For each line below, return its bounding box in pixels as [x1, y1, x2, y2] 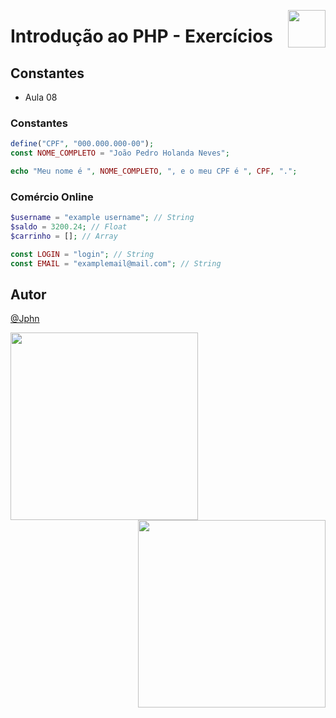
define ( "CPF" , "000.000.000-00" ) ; [10, 139, 155, 149]
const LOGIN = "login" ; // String [10, 249, 155, 259]
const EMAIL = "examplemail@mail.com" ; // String [10, 258, 222, 269]
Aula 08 [24, 91, 58, 103]
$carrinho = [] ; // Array [10, 231, 118, 241]
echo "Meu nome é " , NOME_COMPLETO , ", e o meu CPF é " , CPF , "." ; [10, 166, 298, 177]
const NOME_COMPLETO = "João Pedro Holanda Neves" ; [10, 148, 230, 159]
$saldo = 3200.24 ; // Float [10, 222, 128, 232]
